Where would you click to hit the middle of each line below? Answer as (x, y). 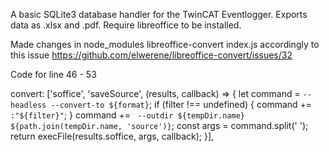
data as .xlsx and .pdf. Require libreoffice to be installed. (126, 25)
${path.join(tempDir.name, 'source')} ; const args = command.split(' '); (159, 125)
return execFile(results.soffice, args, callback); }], (112, 136)
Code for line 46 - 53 (53, 74)
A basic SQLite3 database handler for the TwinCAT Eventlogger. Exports (159, 14)
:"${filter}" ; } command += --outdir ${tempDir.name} (127, 115)
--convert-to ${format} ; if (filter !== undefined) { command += (181, 104)
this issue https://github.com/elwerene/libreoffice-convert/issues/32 (151, 55)
